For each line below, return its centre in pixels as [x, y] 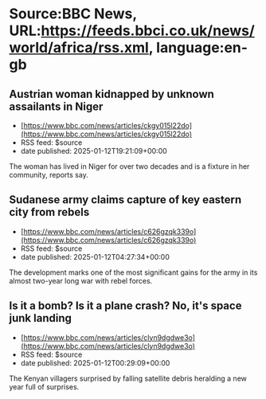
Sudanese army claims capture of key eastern [125, 200]
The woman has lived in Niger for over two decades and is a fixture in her [129, 166]
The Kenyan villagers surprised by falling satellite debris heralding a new [128, 378]
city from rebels [49, 212]
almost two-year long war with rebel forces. [81, 280]
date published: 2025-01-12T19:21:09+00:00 [94, 151]
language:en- [202, 48]
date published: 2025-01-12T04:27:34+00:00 [95, 256]
